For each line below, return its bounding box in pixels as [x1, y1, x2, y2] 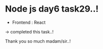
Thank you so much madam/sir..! [5, 38, 71, 44]
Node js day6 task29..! [5, 3, 99, 15]
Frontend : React [12, 19, 46, 25]
